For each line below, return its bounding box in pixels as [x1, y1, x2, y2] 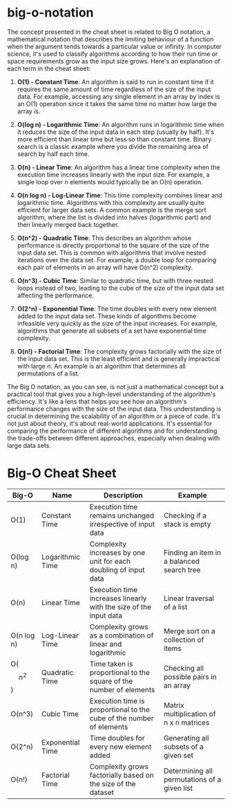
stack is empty [163, 519, 211, 529]
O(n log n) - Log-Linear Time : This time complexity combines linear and [17, 191, 223, 199]
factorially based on [89, 770, 154, 780]
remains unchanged [89, 511, 155, 520]
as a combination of [89, 630, 154, 640]
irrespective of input [89, 519, 155, 529]
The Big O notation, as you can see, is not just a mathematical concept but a [7, 382, 224, 391]
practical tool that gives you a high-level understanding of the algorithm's [7, 390, 216, 398]
